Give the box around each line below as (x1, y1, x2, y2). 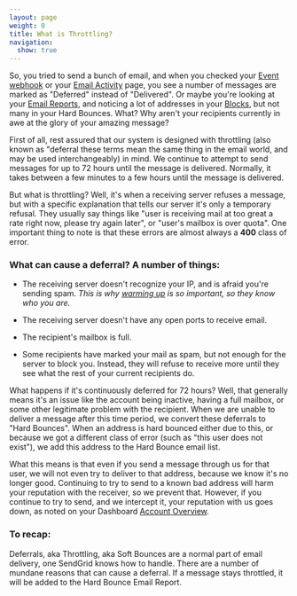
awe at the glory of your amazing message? (9, 117, 170, 129)
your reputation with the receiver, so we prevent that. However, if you (9, 487, 262, 498)
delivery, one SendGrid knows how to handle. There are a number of (9, 558, 260, 569)
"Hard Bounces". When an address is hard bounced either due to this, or (9, 423, 274, 434)
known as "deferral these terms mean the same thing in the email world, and (9, 144, 288, 155)
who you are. (21, 298, 71, 309)
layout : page (9, 12, 58, 22)
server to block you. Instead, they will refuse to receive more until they (21, 358, 280, 369)
